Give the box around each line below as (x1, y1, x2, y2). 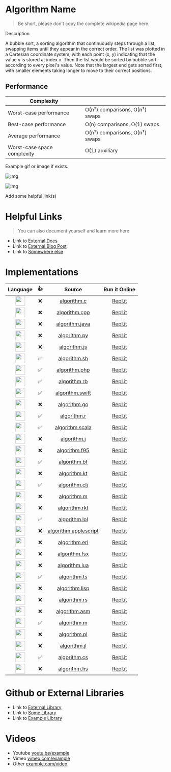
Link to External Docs (12, 238, 58, 244)
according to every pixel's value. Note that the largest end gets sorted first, (5, 62, 163, 68)
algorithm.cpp (56, 309, 90, 316)
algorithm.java (56, 320, 91, 327)
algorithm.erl (58, 539, 89, 546)
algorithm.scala (54, 424, 92, 431)
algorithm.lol (58, 516, 88, 523)
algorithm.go (58, 401, 89, 408)
